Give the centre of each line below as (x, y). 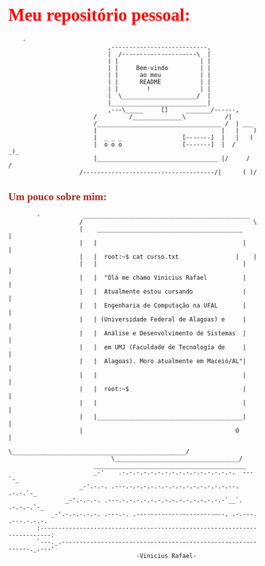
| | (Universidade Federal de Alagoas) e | (163, 320)
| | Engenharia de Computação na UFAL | (163, 306)
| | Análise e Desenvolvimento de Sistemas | (163, 334)
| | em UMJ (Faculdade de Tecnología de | (163, 347)
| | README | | (159, 82)
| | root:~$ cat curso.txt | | (168, 257)
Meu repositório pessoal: (99, 15)
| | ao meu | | (159, 76)
